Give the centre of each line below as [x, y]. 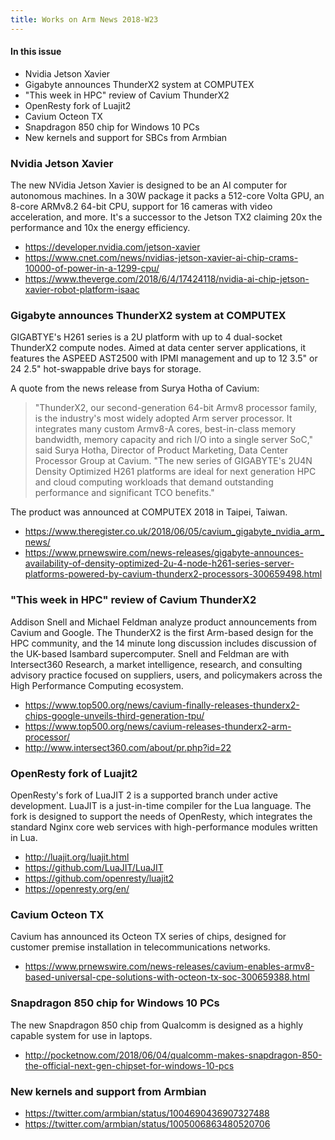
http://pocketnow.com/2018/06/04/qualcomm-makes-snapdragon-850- [173, 1055]
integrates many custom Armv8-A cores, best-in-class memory [165, 429]
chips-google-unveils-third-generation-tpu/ [114, 715]
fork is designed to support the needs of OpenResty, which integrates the [161, 817]
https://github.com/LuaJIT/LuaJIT [94, 868]
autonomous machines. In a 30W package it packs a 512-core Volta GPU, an [167, 196]
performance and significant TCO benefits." [124, 493]
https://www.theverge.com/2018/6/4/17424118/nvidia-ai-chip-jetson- [167, 279]
